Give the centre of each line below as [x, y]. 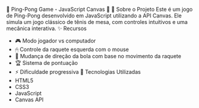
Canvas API [29, 100]
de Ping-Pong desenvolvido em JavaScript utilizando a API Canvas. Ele [94, 16]
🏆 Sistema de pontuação [46, 63]
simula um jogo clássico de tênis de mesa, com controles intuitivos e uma [97, 22]
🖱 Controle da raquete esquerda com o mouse [72, 49]
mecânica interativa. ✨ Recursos [46, 28]
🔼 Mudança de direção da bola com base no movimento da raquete [98, 56]
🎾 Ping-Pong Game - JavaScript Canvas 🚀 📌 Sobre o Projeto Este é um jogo [99, 9]
